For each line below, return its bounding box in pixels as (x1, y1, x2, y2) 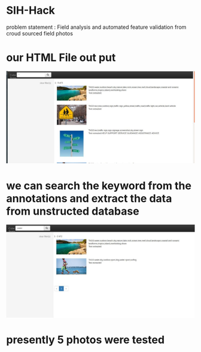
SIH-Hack (6, 4, 56, 17)
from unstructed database (6, 204, 139, 218)
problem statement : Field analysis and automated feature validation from (6, 23, 187, 31)
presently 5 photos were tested (6, 333, 165, 347)
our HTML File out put (6, 51, 116, 65)
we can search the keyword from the (6, 179, 191, 192)
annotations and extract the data (6, 191, 172, 205)
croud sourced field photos (6, 29, 74, 37)
